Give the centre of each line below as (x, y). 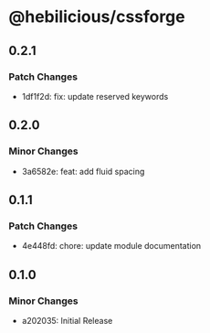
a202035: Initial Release (67, 320)
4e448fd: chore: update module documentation (111, 246)
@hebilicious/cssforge (97, 17)
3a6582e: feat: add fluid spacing (83, 171)
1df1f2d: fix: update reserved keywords (95, 96)
